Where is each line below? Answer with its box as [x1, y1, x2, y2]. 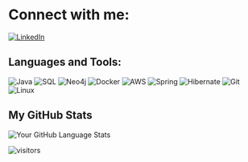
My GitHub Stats [8, 108, 93, 122]
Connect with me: [8, 6, 130, 24]
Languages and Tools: [8, 55, 122, 69]
